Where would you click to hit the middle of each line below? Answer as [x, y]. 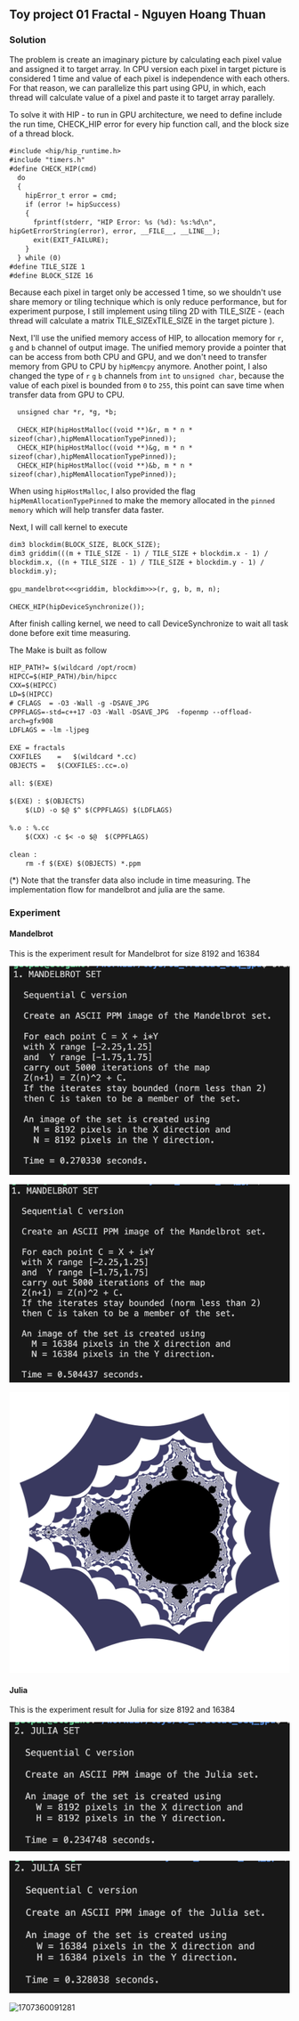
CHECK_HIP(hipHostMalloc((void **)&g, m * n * [105, 448]
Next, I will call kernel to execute [69, 527]
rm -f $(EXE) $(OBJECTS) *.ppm [83, 863]
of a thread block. [41, 134]
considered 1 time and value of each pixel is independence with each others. [149, 78]
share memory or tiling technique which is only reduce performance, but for [148, 301]
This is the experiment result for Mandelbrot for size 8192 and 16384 [135, 953]
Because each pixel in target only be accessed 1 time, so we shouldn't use [145, 292]
